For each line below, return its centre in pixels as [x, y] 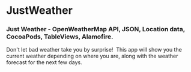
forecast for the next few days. [44, 62]
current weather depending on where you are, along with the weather [92, 56]
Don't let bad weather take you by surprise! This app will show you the [94, 50]
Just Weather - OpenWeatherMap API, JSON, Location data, [95, 29]
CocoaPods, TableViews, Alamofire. [60, 37]
